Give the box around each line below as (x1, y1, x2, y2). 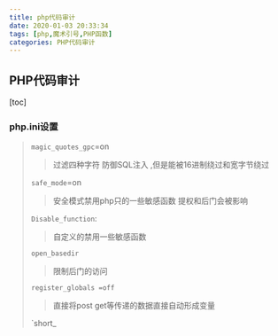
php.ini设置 (9, 121, 59, 133)
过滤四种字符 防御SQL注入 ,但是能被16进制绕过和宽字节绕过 (52, 160, 270, 170)
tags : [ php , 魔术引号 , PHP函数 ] (9, 29, 112, 38)
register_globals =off (30, 284, 115, 293)
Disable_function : (30, 214, 97, 224)
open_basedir (30, 249, 80, 258)
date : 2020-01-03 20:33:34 (9, 21, 109, 30)
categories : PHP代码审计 (9, 37, 96, 47)
